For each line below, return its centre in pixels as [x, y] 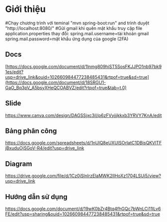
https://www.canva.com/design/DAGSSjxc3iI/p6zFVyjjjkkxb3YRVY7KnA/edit [83, 115]
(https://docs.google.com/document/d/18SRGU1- [56, 82]
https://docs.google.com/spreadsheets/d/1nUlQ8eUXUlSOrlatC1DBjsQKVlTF [83, 143]
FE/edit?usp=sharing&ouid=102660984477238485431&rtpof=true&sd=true [83, 214]
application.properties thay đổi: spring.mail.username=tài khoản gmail [77, 33]
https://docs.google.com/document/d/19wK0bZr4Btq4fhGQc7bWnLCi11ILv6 [83, 209]
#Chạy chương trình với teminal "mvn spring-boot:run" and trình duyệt [77, 23]
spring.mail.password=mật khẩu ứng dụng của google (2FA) [67, 39]
